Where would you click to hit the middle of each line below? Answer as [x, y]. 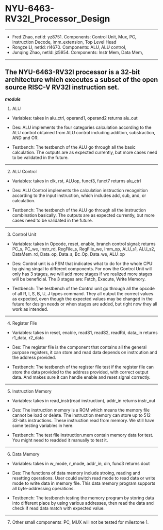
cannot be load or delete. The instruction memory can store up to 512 [81, 415]
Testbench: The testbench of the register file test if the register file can [83, 367]
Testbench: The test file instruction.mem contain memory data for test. [83, 435]
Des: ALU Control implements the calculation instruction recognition [80, 190]
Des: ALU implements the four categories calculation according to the [82, 127]
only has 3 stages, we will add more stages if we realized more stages [82, 274]
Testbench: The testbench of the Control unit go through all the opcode [83, 288]
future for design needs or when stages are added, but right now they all [85, 304]
